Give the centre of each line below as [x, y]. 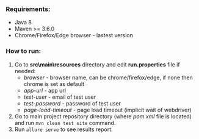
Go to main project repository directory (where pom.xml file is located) [103, 116]
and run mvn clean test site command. [65, 123]
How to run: [24, 51]
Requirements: [28, 9]
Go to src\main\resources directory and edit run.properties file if [97, 64]
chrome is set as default [54, 84]
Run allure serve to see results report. [64, 129]
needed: [25, 71]
